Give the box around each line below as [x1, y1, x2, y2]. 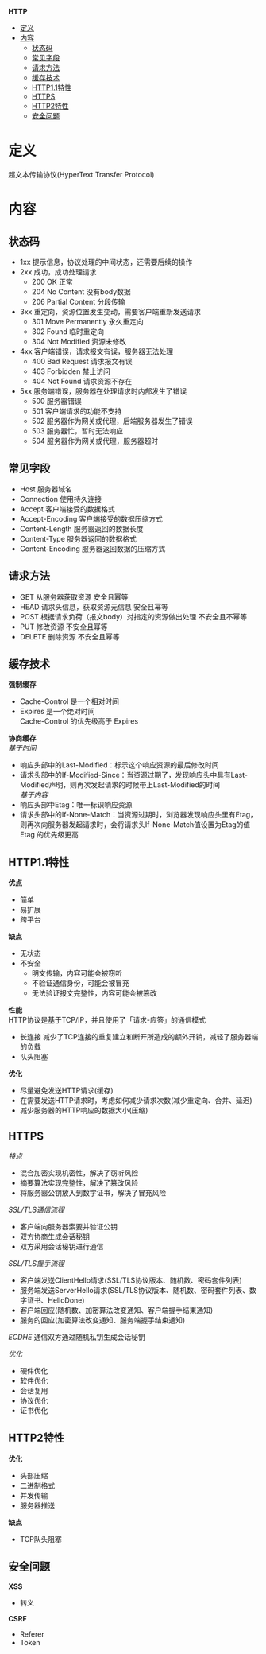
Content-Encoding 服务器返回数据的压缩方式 [19, 544, 166, 553]
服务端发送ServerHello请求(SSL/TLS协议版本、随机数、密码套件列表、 [19, 1286, 250, 1295]
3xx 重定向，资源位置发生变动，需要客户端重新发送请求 [19, 306, 201, 316]
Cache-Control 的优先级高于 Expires [19, 716, 139, 726]
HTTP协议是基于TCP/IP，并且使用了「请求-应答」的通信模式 [8, 1015, 206, 1025]
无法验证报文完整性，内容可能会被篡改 [31, 988, 157, 998]
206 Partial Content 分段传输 [31, 297, 125, 306]
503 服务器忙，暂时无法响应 [31, 425, 124, 436]
